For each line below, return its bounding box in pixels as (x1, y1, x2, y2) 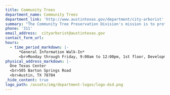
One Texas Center (10, 63, 47, 68)
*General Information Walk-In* (18, 49, 85, 54)
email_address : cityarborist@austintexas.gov (5, 31, 105, 36)
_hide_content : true (5, 77, 49, 82)
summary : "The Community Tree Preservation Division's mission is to (5, 21, 155, 27)
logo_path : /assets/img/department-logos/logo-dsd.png (5, 82, 123, 87)
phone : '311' (5, 26, 33, 31)
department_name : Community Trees (5, 12, 78, 17)
